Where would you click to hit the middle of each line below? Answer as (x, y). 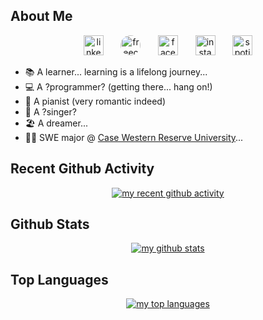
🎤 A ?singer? (50, 111)
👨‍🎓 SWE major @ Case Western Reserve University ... (134, 137)
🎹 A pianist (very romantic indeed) (95, 101)
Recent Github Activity (82, 169)
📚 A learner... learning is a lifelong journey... (116, 71)
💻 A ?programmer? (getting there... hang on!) (118, 86)
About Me (41, 16)
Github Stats (50, 224)
